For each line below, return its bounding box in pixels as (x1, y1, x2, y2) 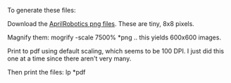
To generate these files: (7, 6, 76, 14)
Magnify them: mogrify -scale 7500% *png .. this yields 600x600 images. (7, 33, 222, 41)
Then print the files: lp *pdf (7, 68, 86, 76)
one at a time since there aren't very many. (7, 54, 132, 63)
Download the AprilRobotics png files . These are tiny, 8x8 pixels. (7, 20, 195, 27)
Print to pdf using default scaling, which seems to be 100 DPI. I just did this (7, 47, 224, 55)
